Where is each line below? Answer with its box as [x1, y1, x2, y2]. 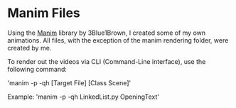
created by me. [7, 43, 52, 52]
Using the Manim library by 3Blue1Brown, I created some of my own [7, 28, 206, 37]
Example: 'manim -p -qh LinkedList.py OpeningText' [7, 92, 160, 101]
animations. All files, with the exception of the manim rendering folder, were [7, 36, 229, 44]
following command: [7, 65, 68, 73]
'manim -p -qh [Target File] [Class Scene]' [7, 78, 132, 87]
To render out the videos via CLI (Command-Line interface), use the [7, 57, 206, 65]
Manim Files [7, 5, 80, 21]
